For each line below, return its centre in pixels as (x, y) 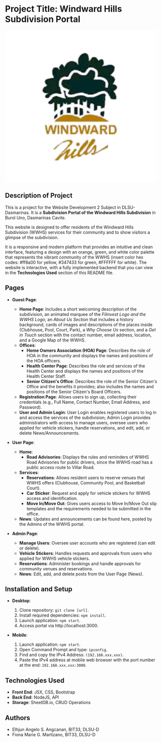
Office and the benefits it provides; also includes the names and (90, 386)
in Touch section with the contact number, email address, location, (85, 335)
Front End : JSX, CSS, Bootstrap (44, 692)
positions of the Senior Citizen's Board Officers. (74, 392)
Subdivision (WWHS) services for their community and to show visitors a (78, 232)
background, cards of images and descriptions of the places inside (86, 325)
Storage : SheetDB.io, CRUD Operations (51, 703)
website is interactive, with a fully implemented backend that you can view (79, 267)
